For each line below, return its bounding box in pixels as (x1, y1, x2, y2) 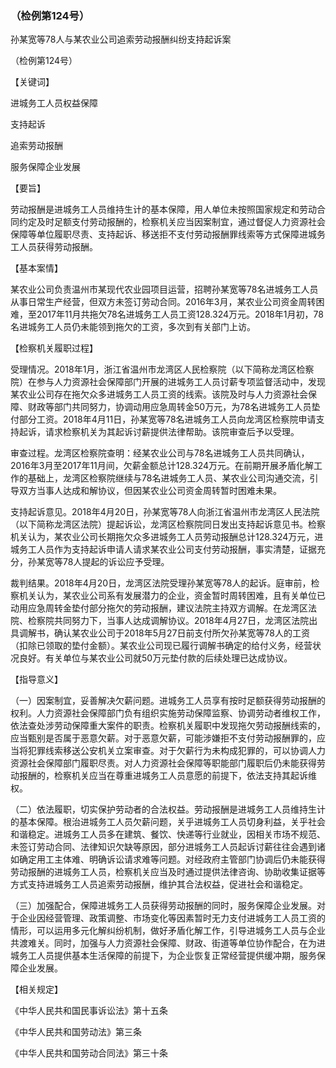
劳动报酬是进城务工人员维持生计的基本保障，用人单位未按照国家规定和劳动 (10, 203, 317, 216)
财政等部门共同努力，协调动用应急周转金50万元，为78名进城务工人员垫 (27, 401, 321, 413)
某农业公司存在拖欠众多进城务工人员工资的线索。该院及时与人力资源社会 (10, 388, 308, 401)
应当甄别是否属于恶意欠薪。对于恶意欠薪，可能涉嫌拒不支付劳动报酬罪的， (10, 732, 317, 744)
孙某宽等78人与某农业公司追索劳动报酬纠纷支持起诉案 (10, 33, 232, 46)
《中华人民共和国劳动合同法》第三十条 (10, 1047, 168, 1059)
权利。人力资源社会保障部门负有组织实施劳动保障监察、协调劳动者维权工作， (10, 707, 326, 719)
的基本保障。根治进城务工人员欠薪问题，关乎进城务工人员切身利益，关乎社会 (10, 816, 326, 828)
